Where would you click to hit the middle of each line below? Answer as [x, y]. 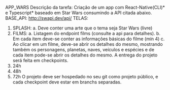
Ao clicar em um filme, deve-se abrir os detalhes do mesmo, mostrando [88, 44]
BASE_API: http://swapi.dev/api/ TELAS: [47, 18]
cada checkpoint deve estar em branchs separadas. [67, 82]
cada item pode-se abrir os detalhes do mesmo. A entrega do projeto [85, 55]
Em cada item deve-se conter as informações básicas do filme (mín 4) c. [89, 39]
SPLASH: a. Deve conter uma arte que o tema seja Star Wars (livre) [82, 28]
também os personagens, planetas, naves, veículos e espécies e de [83, 50]
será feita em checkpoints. [40, 60]
